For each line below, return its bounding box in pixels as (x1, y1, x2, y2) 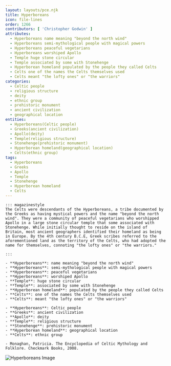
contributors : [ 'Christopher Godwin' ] (5, 27, 93, 32)
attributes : (5, 31, 31, 36)
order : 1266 (5, 21, 31, 27)
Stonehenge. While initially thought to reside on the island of (5, 225, 147, 230)
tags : (5, 155, 17, 160)
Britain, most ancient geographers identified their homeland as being (5, 229, 161, 234)
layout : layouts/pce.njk (5, 7, 58, 13)
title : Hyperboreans (5, 12, 50, 17)
